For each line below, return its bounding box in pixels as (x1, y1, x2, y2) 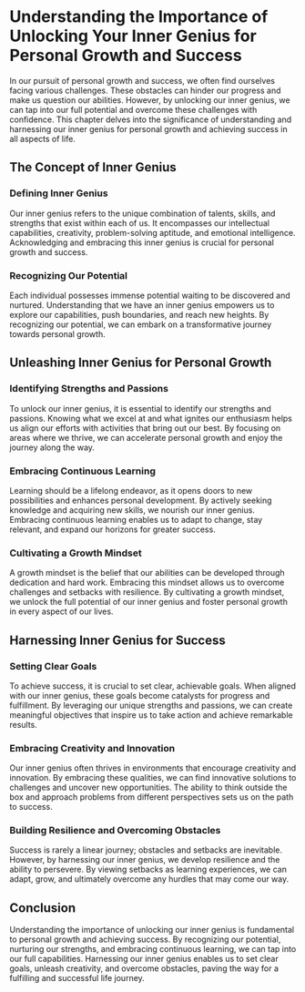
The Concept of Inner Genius (9, 159, 177, 175)
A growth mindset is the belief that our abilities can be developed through (9, 568, 285, 578)
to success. (9, 802, 53, 813)
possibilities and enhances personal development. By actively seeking (9, 495, 272, 506)
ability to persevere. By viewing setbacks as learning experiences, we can (9, 864, 287, 875)
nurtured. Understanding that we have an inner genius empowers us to (9, 299, 275, 311)
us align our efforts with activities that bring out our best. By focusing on (9, 422, 281, 434)
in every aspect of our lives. (9, 606, 114, 617)
